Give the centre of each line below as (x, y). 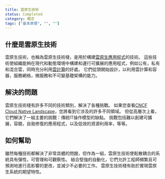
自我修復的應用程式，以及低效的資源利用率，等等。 (78, 124)
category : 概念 (20, 19)
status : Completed (24, 14)
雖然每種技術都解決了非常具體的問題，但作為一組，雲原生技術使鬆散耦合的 (80, 153)
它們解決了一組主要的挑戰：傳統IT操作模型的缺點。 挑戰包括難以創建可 (77, 117)
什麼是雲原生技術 (31, 44)
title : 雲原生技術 (22, 10)
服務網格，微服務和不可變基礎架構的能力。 (56, 76)
